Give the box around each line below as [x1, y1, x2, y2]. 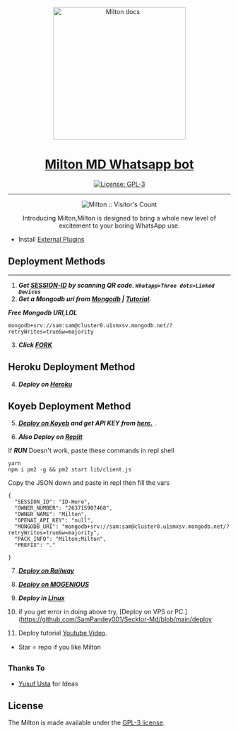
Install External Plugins [18, 235, 85, 243]
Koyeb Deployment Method [8, 400, 131, 412]
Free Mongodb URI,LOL [8, 308, 78, 317]
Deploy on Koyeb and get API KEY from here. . [18, 419, 157, 428]
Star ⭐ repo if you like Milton [18, 643, 102, 652]
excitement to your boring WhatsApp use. [59, 221, 180, 230]
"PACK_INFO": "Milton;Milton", [14, 536, 107, 543]
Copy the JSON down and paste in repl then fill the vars [8, 479, 170, 487]
